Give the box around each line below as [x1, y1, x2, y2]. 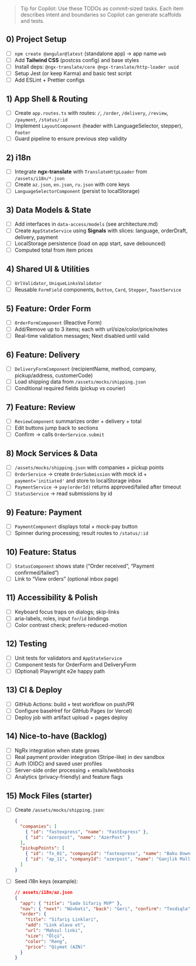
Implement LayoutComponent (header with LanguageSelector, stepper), [14, 123, 183, 129]
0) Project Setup [6, 35, 67, 45]
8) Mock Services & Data [6, 448, 98, 458]
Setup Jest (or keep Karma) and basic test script [14, 70, 132, 77]
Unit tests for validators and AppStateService [14, 654, 122, 662]
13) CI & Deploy [6, 685, 63, 695]
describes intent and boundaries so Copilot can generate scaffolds [20, 11, 181, 18]
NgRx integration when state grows [14, 747, 100, 754]
